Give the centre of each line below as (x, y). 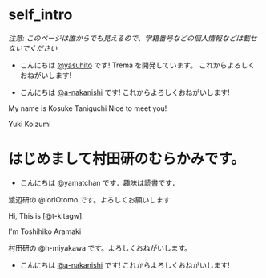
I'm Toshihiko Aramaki (45, 231)
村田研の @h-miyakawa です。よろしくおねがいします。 (100, 247)
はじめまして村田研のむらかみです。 (127, 159)
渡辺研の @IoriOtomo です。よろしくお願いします (89, 199)
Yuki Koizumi (30, 124)
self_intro (40, 15)
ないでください (33, 48)
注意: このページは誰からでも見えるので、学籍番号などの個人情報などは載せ (133, 38)
